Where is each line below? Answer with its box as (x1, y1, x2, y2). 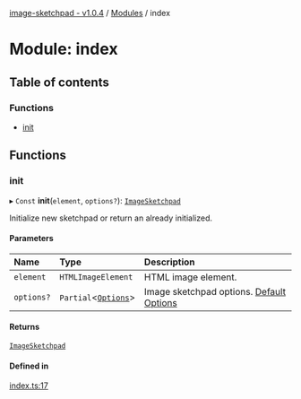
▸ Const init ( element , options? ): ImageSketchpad (9, 195, 181, 205)
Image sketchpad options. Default (143, 285, 287, 298)
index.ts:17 (9, 380, 49, 391)
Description (143, 256, 195, 268)
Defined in (9, 360, 49, 371)
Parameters (9, 233, 54, 244)
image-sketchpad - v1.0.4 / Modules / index (9, 8, 171, 18)
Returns (9, 322, 40, 333)
